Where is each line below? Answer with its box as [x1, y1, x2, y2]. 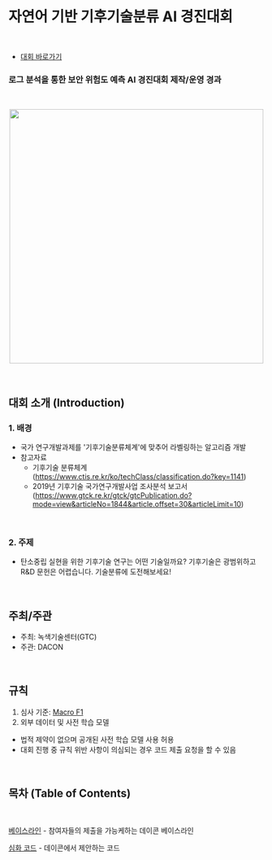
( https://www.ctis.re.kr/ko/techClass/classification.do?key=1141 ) [32, 471, 247, 481]
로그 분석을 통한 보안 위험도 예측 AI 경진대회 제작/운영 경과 [8, 74, 222, 85]
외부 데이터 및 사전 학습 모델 [19, 717, 110, 727]
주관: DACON [19, 642, 63, 652]
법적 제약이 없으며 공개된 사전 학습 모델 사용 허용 [19, 734, 175, 744]
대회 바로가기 [19, 51, 63, 61]
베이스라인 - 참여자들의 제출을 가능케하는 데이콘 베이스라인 [8, 825, 194, 835]
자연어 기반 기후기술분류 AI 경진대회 [8, 7, 233, 26]
